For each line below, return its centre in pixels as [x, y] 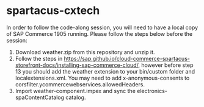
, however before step [166, 65]
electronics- [152, 91]
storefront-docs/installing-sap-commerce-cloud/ [77, 65]
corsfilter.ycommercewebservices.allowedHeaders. [80, 84]
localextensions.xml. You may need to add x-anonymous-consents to [102, 78]
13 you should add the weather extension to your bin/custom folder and [105, 71]
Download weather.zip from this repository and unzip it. [85, 52]
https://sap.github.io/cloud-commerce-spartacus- [127, 58]
